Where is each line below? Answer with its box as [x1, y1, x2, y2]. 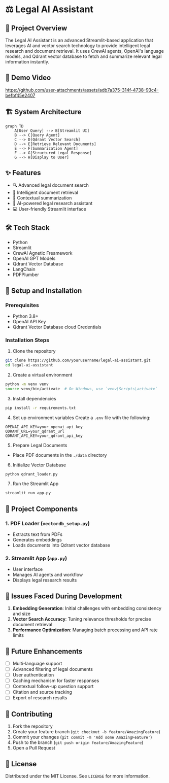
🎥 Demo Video [5, 74, 51, 82]
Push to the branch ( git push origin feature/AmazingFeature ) [12, 739, 144, 745]
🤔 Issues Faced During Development [5, 592, 122, 600]
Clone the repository [12, 348, 56, 354]
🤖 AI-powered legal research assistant [12, 200, 93, 207]
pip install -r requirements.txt [5, 405, 76, 411]
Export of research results [12, 695, 67, 701]
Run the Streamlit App [12, 481, 59, 487]
